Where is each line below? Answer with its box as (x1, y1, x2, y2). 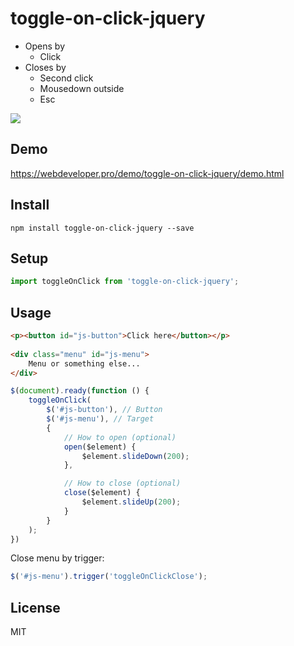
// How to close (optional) (63, 478, 182, 489)
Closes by (24, 61, 67, 73)
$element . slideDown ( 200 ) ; (81, 451, 190, 461)
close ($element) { (63, 488, 141, 498)
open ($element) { (63, 442, 137, 452)
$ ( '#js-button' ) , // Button (46, 405, 163, 415)
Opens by (24, 40, 66, 52)
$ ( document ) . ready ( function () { (10, 386, 150, 396)
